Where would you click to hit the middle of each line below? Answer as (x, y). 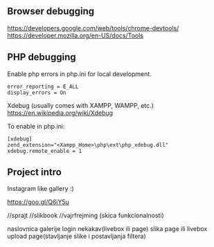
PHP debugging (42, 57)
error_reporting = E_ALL (43, 86)
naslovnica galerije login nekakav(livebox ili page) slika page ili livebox (107, 229)
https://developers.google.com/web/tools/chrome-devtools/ (93, 28)
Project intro (35, 172)
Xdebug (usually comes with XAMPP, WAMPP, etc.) (81, 105)
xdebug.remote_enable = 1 (44, 151)
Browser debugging (51, 11)
